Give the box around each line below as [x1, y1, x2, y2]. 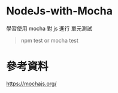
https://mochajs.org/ [6, 80, 57, 87]
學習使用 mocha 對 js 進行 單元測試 [6, 25, 93, 32]
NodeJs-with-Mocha [6, 4, 113, 18]
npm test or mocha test [20, 37, 79, 44]
